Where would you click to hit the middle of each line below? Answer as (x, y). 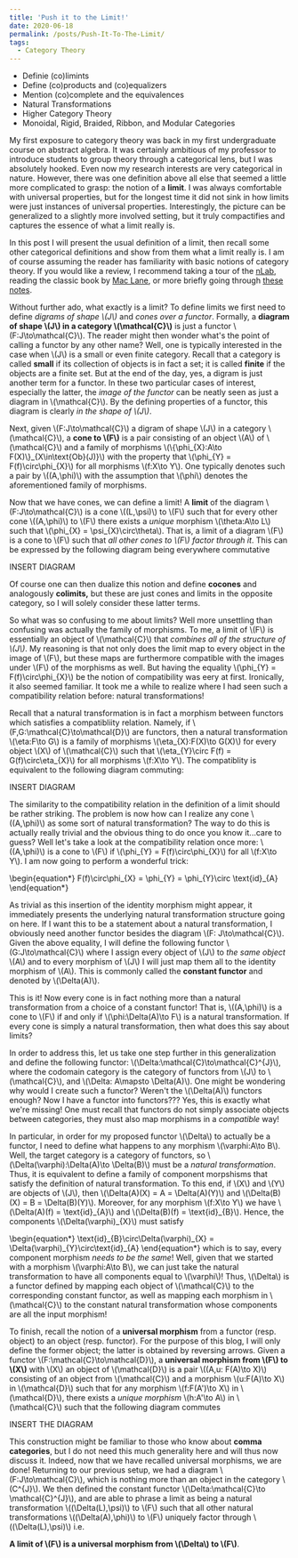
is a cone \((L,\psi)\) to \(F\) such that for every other (181, 512)
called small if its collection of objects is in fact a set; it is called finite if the (147, 364)
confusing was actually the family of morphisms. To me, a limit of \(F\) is (141, 630)
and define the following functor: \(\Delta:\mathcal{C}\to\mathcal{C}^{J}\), (145, 1062)
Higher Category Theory (67, 114)
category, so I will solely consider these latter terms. (105, 603)
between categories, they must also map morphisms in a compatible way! (145, 1119)
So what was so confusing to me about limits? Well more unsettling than (141, 620)
